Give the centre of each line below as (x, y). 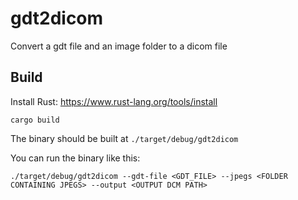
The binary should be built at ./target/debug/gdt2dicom (124, 138)
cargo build (35, 120)
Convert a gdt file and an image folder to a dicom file (119, 46)
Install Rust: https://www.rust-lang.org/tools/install (114, 101)
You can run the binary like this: (75, 158)
